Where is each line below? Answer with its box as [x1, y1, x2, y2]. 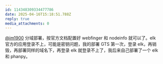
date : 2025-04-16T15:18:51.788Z [5, 12, 71, 17]
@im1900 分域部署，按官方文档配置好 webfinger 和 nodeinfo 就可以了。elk [5, 35, 156, 41]
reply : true [5, 16, 29, 21]
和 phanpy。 [5, 54, 30, 60]
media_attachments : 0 [5, 21, 50, 26]
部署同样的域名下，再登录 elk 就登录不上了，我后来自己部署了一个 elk [18, 47, 159, 53]
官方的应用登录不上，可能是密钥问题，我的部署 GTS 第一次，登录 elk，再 [5, 41, 153, 47]
